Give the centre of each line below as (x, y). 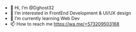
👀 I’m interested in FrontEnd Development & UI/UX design (71, 13)
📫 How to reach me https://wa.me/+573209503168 (65, 24)
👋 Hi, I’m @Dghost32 (32, 8)
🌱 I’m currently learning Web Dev (45, 18)
